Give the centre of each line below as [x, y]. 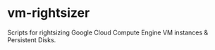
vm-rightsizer [49, 13]
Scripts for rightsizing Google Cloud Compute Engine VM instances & [108, 32]
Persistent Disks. [32, 39]
